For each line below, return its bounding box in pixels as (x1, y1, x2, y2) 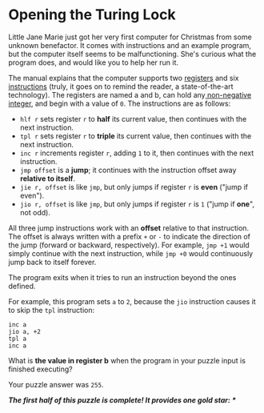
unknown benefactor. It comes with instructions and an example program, (8, 40, 252, 50)
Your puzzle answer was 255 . (8, 379, 104, 389)
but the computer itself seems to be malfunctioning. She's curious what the (8, 49, 257, 58)
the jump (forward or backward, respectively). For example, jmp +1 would (8, 240, 250, 250)
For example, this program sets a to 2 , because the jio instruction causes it (8, 296, 256, 306)
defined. (8, 281, 36, 291)
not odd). (19, 207, 50, 217)
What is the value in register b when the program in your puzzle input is (8, 355, 246, 365)
